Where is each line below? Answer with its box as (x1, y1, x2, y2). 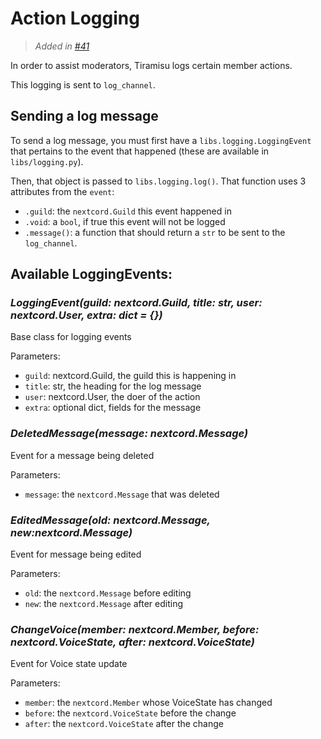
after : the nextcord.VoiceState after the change (24, 718, 224, 730)
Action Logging (10, 7, 140, 30)
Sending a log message (10, 108, 159, 125)
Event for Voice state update (10, 658, 128, 670)
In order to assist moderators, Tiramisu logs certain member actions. (10, 59, 293, 71)
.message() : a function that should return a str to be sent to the (24, 226, 286, 238)
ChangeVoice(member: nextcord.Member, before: (10, 622, 260, 636)
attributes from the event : (10, 185, 115, 197)
